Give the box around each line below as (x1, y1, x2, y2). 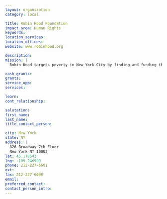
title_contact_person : (5, 121, 52, 127)
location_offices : (5, 39, 43, 45)
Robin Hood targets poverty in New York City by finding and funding (9, 62, 157, 67)
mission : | (5, 58, 28, 63)
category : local (5, 12, 39, 17)
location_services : (5, 35, 46, 40)
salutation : (5, 107, 30, 112)
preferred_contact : (5, 181, 46, 187)
